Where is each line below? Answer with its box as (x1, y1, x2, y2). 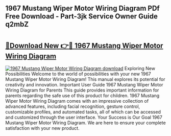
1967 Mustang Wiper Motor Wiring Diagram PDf (5, 4, 160, 13)
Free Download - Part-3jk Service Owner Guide (5, 12, 158, 21)
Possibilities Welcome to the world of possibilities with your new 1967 (5, 71, 152, 77)
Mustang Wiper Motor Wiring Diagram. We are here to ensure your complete (5, 120, 166, 126)
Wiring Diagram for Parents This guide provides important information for (5, 87, 159, 93)
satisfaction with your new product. (5, 125, 80, 131)
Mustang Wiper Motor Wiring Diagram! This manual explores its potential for (5, 76, 165, 82)
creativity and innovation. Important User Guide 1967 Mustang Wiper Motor (5, 82, 163, 87)
